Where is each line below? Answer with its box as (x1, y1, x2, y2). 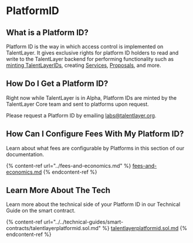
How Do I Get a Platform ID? (6, 79, 109, 89)
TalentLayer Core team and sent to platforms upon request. (6, 100, 150, 107)
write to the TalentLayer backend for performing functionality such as (6, 56, 174, 62)
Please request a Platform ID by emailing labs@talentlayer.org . (6, 112, 157, 119)
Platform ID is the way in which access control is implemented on (6, 43, 164, 50)
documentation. (6, 151, 45, 158)
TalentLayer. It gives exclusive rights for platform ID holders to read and (6, 49, 179, 56)
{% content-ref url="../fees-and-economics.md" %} (6, 162, 131, 169)
